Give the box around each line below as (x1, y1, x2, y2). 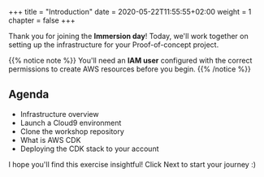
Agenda (8, 88, 50, 101)
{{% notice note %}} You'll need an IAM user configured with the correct (8, 56, 253, 65)
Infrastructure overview (19, 109, 99, 119)
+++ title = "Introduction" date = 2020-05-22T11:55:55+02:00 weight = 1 (8, 7, 252, 16)
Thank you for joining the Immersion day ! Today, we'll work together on (8, 32, 249, 41)
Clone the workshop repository (19, 126, 124, 136)
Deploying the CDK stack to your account (19, 144, 159, 153)
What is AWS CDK (19, 135, 81, 145)
